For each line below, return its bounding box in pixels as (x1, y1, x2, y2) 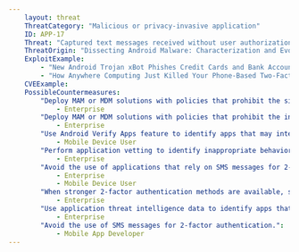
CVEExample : (24, 80, 69, 88)
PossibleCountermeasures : (24, 88, 121, 97)
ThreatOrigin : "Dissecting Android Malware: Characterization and (24, 46, 277, 55)
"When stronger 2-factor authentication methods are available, (40, 188, 285, 197)
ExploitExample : (24, 55, 86, 63)
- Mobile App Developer (55, 229, 145, 238)
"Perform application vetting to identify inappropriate (40, 146, 256, 155)
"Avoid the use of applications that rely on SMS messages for (40, 163, 280, 172)
